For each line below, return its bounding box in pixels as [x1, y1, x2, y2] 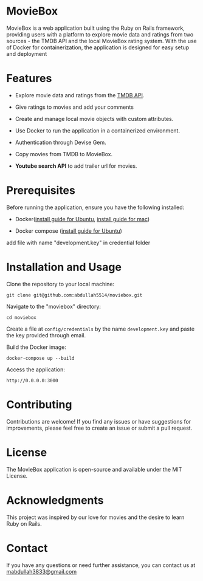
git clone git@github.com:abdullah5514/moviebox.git [6, 292, 143, 298]
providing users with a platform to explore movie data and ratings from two [6, 30, 194, 38]
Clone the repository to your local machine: [6, 280, 115, 287]
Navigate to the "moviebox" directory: [6, 303, 101, 310]
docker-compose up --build [6, 355, 75, 361]
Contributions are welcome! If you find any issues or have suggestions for [6, 418, 191, 425]
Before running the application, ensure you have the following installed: [6, 204, 185, 211]
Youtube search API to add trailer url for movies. [15, 162, 137, 170]
